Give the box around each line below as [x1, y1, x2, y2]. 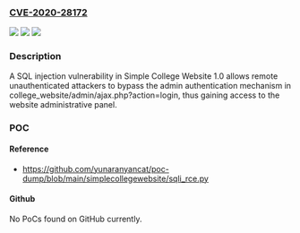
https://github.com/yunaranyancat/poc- [21, 163, 170, 174]
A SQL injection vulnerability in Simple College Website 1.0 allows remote [9, 70, 279, 82]
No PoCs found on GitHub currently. [9, 213, 142, 224]
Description [9, 50, 62, 63]
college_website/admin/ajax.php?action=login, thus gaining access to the [9, 90, 280, 100]
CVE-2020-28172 [9, 6, 88, 19]
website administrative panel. [9, 99, 118, 109]
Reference [9, 143, 49, 154]
